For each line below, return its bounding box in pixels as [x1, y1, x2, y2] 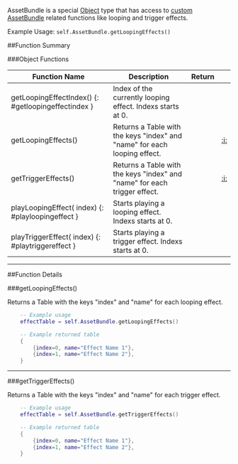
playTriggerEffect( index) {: [11, 232, 101, 242]
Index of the [113, 84, 153, 93]
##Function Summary [7, 41, 71, 49]
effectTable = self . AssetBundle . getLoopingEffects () [20, 318, 179, 325]
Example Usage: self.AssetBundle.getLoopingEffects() [7, 28, 171, 36]
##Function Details [7, 270, 62, 279]
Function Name [32, 72, 85, 81]
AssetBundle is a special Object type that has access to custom [7, 6, 193, 14]
